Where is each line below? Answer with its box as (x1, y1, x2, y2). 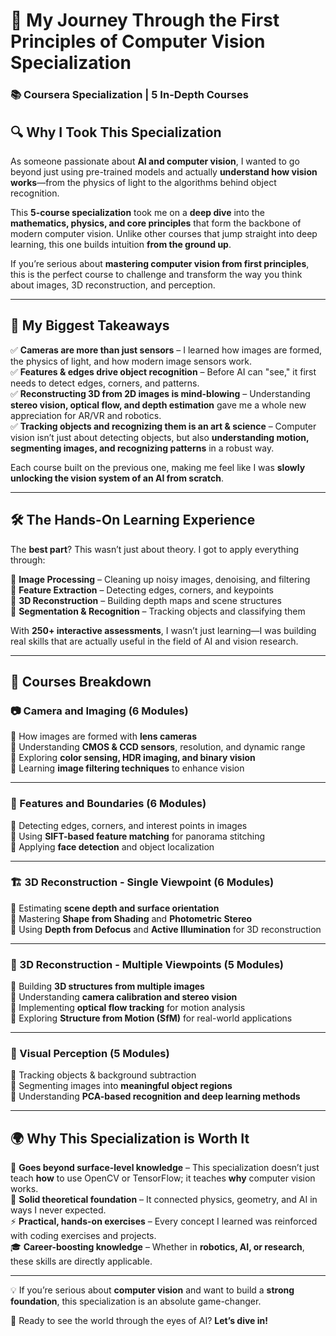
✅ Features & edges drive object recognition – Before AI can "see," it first (10, 365, 317, 378)
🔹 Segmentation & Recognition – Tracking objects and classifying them (10, 605, 306, 617)
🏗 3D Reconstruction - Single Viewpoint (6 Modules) (10, 875, 275, 889)
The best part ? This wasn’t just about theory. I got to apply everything (10, 543, 300, 555)
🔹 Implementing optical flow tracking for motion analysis (10, 1002, 246, 1014)
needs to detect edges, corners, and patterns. (10, 377, 200, 389)
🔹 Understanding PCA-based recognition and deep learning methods (10, 1090, 301, 1103)
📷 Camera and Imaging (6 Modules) (10, 704, 189, 718)
